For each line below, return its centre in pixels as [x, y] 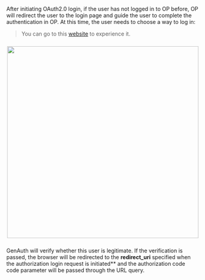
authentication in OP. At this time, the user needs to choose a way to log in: [101, 22]
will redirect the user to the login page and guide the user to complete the [99, 15]
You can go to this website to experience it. [76, 34]
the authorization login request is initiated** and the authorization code [96, 264]
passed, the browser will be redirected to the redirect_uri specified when [99, 257]
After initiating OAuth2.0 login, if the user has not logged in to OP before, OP [102, 9]
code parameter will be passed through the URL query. [76, 270]
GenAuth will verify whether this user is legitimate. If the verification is [95, 251]
